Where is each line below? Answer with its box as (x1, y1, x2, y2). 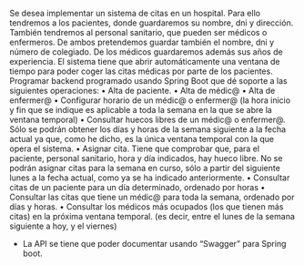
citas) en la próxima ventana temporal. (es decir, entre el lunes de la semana (9, 211, 296, 221)
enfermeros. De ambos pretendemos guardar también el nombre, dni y (9, 36, 275, 47)
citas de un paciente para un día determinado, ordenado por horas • (9, 182, 266, 192)
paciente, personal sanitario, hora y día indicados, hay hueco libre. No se (9, 153, 283, 163)
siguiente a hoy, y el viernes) (9, 220, 117, 231)
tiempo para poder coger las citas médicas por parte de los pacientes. (9, 66, 273, 77)
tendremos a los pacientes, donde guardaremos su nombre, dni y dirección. (9, 17, 294, 28)
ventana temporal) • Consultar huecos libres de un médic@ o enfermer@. (9, 114, 286, 125)
